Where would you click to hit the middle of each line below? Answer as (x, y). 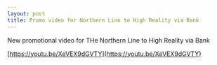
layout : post (26, 14)
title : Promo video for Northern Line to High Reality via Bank (103, 20)
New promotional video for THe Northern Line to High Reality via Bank (109, 40)
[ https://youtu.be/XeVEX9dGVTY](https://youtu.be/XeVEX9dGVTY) (104, 54)
